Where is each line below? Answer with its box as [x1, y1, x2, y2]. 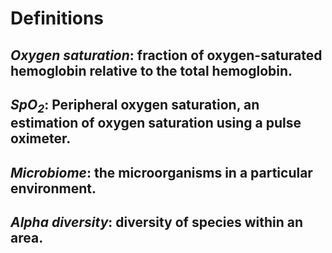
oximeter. [10, 130, 72, 147]
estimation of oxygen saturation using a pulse [10, 115, 302, 132]
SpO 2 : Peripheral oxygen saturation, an [10, 96, 260, 116]
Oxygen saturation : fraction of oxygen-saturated [10, 47, 323, 64]
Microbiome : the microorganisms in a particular [10, 164, 313, 181]
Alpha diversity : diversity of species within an [10, 213, 304, 231]
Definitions [10, 7, 105, 30]
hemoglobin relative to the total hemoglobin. [10, 62, 293, 79]
